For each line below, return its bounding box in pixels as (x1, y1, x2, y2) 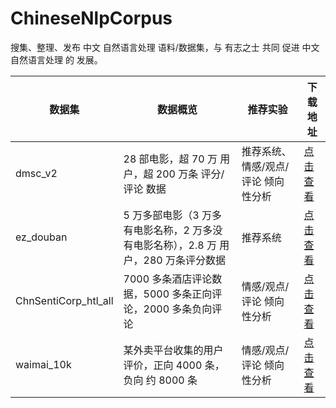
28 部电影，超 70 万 (123, 152, 218, 166)
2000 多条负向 (143, 302, 213, 316)
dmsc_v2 (15, 166, 58, 180)
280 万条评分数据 (143, 253, 226, 267)
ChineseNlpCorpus (10, 7, 173, 30)
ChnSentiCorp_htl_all (15, 293, 114, 307)
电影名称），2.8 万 (133, 238, 217, 252)
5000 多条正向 (143, 287, 213, 301)
